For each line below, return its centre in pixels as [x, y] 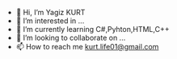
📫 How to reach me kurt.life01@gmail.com [87, 47]
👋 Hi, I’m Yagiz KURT [51, 12]
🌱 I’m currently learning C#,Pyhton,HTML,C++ [93, 29]
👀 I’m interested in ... [50, 21]
